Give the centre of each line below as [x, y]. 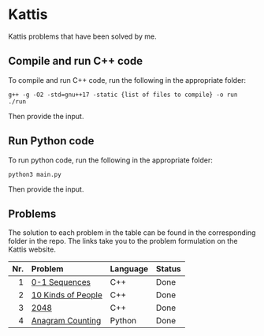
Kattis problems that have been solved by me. [82, 36]
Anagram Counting [66, 321]
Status [169, 269]
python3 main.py [35, 174]
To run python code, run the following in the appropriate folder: [110, 160]
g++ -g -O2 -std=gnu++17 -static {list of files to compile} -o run [123, 95]
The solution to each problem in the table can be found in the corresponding [132, 233]
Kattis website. [32, 249]
